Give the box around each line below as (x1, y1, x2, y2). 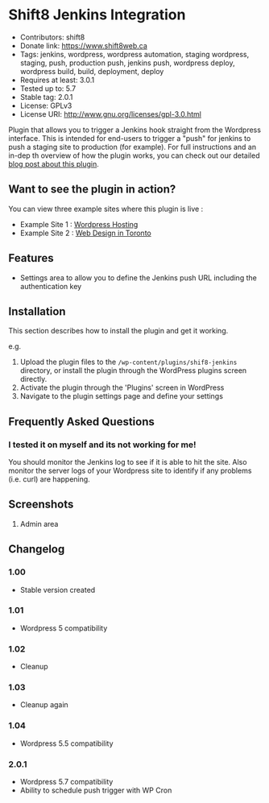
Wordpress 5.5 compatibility (19, 739, 114, 748)
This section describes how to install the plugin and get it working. (8, 326, 229, 336)
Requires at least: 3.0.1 (19, 75, 95, 85)
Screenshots (8, 498, 74, 511)
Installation (8, 304, 66, 318)
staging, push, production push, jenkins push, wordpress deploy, (19, 58, 235, 68)
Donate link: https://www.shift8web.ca (19, 40, 147, 50)
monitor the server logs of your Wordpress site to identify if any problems (8, 466, 252, 476)
